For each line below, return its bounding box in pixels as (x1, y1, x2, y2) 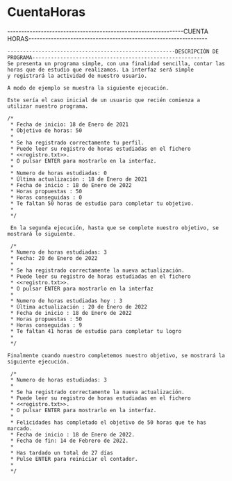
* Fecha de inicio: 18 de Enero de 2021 (10, 121, 129, 128)
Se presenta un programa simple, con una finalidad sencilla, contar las (7, 60, 226, 67)
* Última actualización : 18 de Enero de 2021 (10, 175, 148, 183)
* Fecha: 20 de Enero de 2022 (10, 254, 98, 261)
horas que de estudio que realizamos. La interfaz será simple (7, 66, 194, 73)
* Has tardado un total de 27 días (10, 449, 113, 456)
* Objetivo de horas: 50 (10, 127, 82, 134)
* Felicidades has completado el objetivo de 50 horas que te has (10, 418, 207, 426)
